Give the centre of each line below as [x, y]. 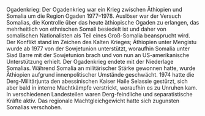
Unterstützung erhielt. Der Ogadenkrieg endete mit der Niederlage [90, 62]
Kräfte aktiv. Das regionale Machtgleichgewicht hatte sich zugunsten [93, 101]
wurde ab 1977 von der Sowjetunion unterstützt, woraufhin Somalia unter [98, 48]
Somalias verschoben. [34, 107]
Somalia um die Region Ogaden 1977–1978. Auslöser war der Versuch [94, 16]
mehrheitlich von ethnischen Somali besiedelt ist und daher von [86, 29]
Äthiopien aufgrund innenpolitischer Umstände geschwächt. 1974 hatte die [100, 75]
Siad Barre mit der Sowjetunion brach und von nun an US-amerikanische [98, 55]
